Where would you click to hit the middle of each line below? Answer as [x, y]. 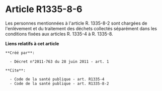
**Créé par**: [20, 53]
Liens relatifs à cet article [32, 43]
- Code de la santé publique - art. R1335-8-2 [59, 83]
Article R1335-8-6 [44, 9]
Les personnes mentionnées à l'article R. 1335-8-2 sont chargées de [76, 23]
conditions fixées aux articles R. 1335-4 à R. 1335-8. [59, 34]
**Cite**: [16, 70]
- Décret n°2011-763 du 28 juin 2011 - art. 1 [59, 61]
